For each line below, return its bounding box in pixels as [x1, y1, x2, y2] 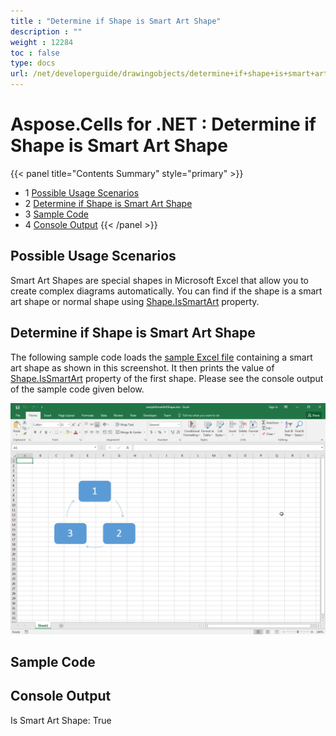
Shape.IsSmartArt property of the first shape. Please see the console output [10, 372, 324, 384]
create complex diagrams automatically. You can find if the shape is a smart [10, 285, 323, 297]
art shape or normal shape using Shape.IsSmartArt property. [10, 295, 260, 307]
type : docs [10, 58, 56, 69]
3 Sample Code [24, 208, 89, 220]
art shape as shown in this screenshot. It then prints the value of [10, 361, 275, 374]
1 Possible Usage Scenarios [24, 186, 140, 199]
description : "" [10, 26, 83, 37]
